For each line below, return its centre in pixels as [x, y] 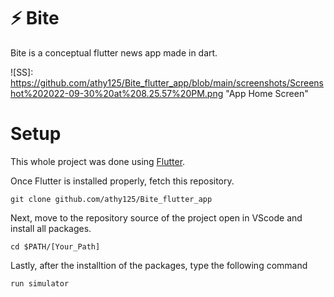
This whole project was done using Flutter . [98, 161]
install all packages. [51, 228]
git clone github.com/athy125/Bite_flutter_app [111, 199]
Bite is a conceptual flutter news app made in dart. [114, 52]
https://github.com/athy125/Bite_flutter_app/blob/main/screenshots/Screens [167, 82]
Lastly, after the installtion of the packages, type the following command [159, 265]
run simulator [40, 283]
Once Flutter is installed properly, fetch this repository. [122, 181]
